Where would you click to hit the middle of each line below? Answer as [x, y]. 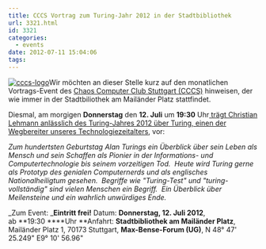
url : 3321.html [33, 23]
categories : [28, 38]
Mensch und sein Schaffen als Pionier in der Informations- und [111, 155]
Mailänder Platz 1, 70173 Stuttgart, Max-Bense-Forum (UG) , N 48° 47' [123, 229]
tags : [17, 60]
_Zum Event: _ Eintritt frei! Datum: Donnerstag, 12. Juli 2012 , [107, 213]
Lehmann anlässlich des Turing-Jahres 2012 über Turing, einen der [118, 123]
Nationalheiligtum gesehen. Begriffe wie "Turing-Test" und [105, 180]
